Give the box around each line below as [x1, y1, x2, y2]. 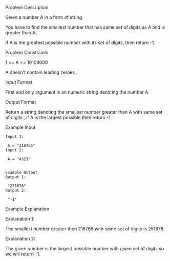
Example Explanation [5, 206, 50, 212]
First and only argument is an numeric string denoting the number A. [5, 89, 150, 95]
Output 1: [5, 175, 27, 180]
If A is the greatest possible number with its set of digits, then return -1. [5, 39, 155, 46]
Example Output [5, 170, 38, 175]
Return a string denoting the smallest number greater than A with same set [5, 109, 163, 115]
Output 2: [5, 188, 27, 193]
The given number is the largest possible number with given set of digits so [5, 246, 164, 251]
